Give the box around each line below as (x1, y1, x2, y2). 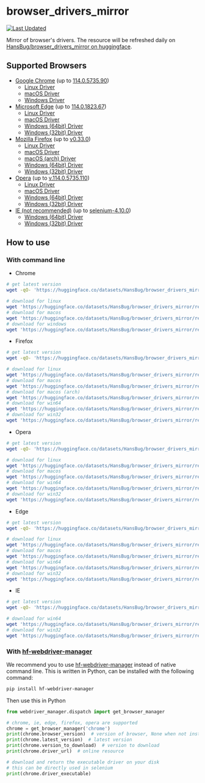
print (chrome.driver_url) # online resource (6, 748, 124, 754)
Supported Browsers (6, 61, 87, 71)
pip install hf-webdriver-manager (6, 686, 95, 692)
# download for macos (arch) (6, 389, 81, 395)
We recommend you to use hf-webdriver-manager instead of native (6, 661, 176, 668)
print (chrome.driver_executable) (6, 770, 92, 777)
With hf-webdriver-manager (6, 647, 93, 655)
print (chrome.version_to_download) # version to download (6, 743, 160, 749)
